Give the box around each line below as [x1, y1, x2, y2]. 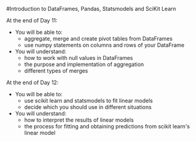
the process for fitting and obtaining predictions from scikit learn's [24, 123, 190, 130]
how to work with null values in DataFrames [24, 54, 133, 61]
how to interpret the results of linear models [24, 116, 134, 123]
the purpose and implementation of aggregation [24, 61, 144, 68]
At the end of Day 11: [6, 17, 58, 24]
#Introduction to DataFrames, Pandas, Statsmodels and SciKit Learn [6, 5, 177, 12]
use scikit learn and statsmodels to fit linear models [24, 97, 153, 104]
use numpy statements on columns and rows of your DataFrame [24, 42, 185, 48]
